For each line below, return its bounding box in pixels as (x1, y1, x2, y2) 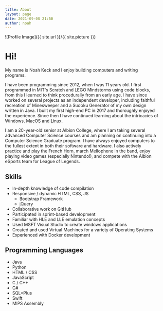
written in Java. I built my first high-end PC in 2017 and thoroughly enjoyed (5, 108, 155, 113)
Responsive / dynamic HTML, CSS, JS (12, 191, 89, 196)
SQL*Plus (12, 290, 32, 296)
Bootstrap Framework (19, 196, 63, 201)
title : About (5, 7, 32, 12)
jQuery (19, 201, 33, 207)
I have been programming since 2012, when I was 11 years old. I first (5, 82, 142, 88)
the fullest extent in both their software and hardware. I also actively (5, 143, 142, 149)
